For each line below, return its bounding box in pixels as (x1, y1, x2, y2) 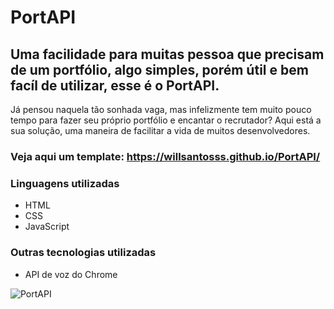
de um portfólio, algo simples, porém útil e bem (10, 61, 309, 78)
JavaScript (24, 221, 70, 233)
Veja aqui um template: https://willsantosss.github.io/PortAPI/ (10, 149, 321, 163)
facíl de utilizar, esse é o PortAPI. (10, 77, 220, 94)
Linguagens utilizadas (10, 176, 120, 190)
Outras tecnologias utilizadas (10, 246, 157, 260)
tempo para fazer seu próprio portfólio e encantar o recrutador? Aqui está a (10, 114, 322, 126)
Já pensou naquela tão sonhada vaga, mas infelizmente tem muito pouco (10, 104, 312, 115)
